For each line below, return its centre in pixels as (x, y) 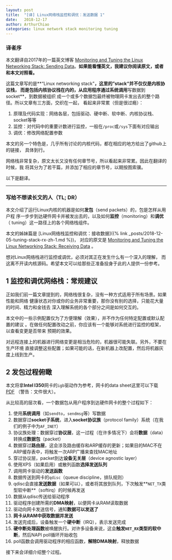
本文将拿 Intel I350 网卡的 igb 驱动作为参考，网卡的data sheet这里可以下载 (82, 385)
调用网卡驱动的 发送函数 (38, 471)
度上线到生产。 (21, 354)
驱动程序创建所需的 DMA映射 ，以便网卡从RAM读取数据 (70, 503)
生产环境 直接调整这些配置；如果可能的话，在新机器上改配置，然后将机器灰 (85, 348)
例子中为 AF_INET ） (41, 426)
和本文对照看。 (21, 73)
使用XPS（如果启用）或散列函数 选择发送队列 (60, 465)
